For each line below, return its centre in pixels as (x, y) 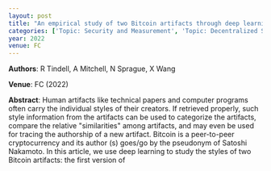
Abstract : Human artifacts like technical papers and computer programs (128, 100)
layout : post (30, 16)
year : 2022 (27, 38)
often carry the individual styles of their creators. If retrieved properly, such (133, 109)
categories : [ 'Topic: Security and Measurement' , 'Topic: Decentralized (133, 31)
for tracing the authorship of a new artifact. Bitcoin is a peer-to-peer (122, 135)
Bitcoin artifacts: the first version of (67, 160)
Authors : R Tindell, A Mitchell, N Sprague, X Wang (92, 69)
